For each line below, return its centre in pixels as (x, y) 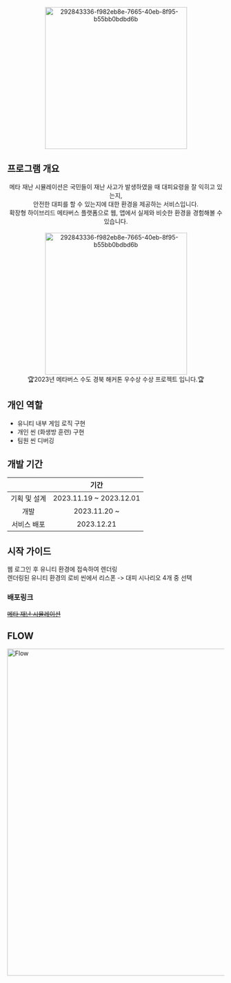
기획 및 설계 (29, 498)
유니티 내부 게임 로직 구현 (51, 423)
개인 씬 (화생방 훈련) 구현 (51, 431)
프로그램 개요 (33, 169)
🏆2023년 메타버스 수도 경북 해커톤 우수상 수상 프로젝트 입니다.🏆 (116, 379)
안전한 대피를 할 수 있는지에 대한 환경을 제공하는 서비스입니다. (116, 204)
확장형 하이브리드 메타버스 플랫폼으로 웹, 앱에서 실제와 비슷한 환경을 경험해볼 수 (116, 213)
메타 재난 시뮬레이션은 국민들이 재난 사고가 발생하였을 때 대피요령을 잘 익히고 (112, 186)
